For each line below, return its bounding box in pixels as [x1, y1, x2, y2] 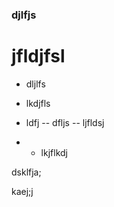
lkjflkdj [40, 146, 68, 158]
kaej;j [11, 185, 34, 197]
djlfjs [11, 8, 37, 22]
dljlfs [25, 78, 46, 90]
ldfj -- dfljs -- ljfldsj [25, 116, 105, 128]
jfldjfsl [11, 45, 66, 68]
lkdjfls [25, 97, 51, 109]
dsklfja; [11, 166, 42, 178]
